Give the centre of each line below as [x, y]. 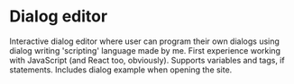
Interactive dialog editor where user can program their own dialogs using [144, 41]
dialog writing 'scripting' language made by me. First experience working [145, 50]
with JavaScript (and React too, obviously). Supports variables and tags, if [147, 60]
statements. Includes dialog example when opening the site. [121, 70]
